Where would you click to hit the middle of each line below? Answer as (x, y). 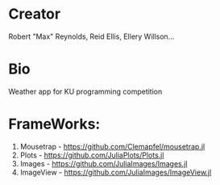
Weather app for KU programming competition (85, 91)
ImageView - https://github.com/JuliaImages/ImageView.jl (116, 172)
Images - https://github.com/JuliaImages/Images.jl (104, 163)
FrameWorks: (54, 124)
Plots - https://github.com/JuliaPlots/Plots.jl (92, 155)
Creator (35, 14)
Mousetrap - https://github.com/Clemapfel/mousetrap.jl (112, 146)
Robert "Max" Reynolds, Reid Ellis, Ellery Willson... (91, 36)
